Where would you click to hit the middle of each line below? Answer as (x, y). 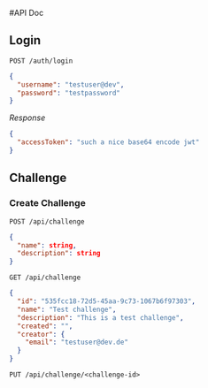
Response (27, 118)
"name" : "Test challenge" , (67, 309)
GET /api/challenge (45, 278)
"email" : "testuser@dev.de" (77, 342)
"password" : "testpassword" (69, 93)
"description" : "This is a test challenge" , (100, 317)
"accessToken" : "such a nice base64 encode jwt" (108, 142)
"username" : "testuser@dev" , (71, 84)
